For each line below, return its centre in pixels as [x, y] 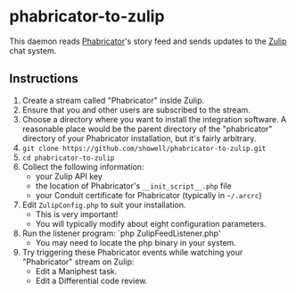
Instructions [44, 79]
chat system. [33, 50]
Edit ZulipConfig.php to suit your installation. [104, 205]
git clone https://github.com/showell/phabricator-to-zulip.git [144, 148]
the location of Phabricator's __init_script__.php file [133, 186]
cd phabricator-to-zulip [68, 158]
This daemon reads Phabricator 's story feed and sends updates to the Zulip [148, 41]
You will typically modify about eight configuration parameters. [151, 223]
